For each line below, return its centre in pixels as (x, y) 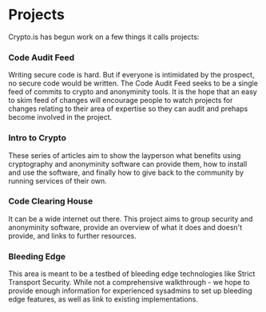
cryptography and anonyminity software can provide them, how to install (128, 164)
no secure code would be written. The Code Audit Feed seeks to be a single (133, 83)
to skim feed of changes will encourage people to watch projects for (121, 101)
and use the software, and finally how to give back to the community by (126, 172)
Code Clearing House (51, 201)
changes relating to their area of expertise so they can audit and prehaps (128, 109)
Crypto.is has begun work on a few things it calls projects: (104, 37)
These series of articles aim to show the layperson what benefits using (125, 155)
